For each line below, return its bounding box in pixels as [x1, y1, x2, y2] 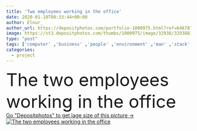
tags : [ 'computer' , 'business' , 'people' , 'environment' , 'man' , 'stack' [6, 42, 191, 48]
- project [11, 52, 35, 58]
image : [6, 31, 22, 36]
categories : [6, 47, 35, 53]
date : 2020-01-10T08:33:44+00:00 [6, 14, 88, 20]
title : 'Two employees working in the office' [6, 8, 122, 15]
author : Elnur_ [6, 19, 43, 25]
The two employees [6, 68, 169, 91]
